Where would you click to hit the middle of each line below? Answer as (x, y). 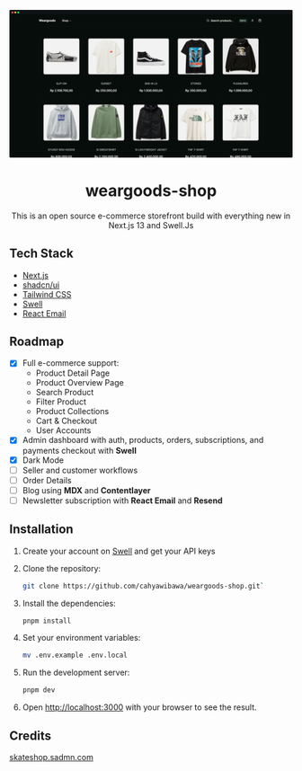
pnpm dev (39, 690)
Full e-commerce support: (71, 363)
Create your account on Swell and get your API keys (119, 551)
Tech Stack (41, 254)
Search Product (65, 393)
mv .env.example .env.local (75, 656)
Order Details (47, 480)
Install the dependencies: (69, 603)
